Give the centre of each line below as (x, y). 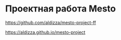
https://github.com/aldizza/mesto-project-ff (51, 22)
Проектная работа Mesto (60, 9)
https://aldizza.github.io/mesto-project (45, 32)
